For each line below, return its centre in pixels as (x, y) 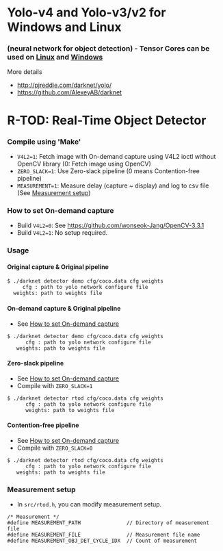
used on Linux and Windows (55, 57)
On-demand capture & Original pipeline (64, 308)
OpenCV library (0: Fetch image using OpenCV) (84, 164)
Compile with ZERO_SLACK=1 (55, 385)
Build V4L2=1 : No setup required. (62, 233)
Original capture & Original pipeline (58, 267)
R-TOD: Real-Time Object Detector (107, 120)
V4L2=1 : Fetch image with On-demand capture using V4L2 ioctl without (116, 156)
